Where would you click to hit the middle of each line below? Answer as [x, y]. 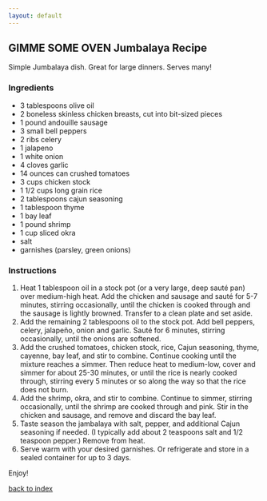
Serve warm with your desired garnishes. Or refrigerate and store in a [134, 449]
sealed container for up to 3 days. [76, 458]
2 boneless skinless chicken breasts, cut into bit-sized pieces [121, 113]
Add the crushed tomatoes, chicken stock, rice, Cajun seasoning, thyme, [139, 348]
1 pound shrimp [45, 224]
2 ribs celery [41, 139]
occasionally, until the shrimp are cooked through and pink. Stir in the [134, 407]
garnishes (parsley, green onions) [75, 249]
